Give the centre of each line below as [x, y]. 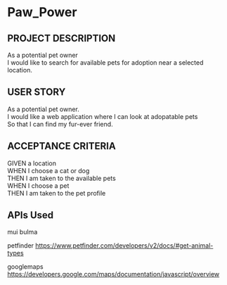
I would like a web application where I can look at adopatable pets [103, 116]
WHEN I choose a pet [38, 185]
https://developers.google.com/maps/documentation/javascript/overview [113, 274]
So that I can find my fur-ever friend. [60, 124]
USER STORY [37, 92]
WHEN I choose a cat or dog [48, 170]
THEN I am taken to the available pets [61, 178]
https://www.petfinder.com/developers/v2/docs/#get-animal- [124, 246]
